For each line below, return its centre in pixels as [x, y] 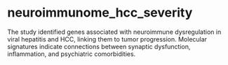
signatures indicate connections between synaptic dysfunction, [99, 46]
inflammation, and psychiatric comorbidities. [72, 54]
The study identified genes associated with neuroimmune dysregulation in [114, 32]
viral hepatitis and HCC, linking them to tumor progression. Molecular [107, 39]
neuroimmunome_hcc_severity [100, 13]
